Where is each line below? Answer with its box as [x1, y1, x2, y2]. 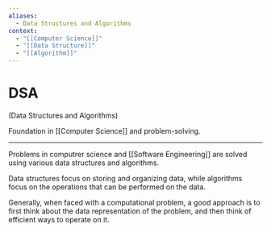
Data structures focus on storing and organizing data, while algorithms [8, 173, 243, 183]
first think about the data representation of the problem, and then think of [8, 206, 252, 216]
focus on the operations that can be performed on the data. [8, 182, 206, 192]
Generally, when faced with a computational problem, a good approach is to [8, 197, 261, 207]
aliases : [8, 11, 38, 20]
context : [8, 27, 38, 35]
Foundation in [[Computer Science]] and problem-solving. [8, 126, 201, 135]
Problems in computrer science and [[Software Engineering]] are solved [8, 149, 248, 159]
